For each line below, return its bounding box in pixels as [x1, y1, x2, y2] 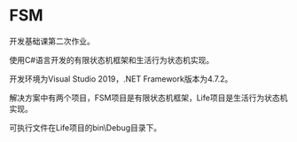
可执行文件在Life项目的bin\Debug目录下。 [9, 122, 162, 133]
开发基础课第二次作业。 [9, 35, 95, 46]
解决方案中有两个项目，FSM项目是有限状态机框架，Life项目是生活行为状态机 [9, 92, 288, 103]
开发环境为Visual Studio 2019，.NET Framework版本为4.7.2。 [9, 73, 233, 84]
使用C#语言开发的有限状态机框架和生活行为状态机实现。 [9, 54, 215, 65]
